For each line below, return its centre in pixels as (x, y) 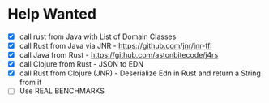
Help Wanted (52, 14)
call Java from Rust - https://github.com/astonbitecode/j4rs (119, 55)
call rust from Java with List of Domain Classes (98, 36)
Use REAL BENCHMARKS (62, 91)
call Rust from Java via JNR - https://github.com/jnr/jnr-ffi (115, 46)
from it (30, 83)
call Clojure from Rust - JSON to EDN (81, 64)
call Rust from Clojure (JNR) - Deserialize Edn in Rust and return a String (140, 73)
